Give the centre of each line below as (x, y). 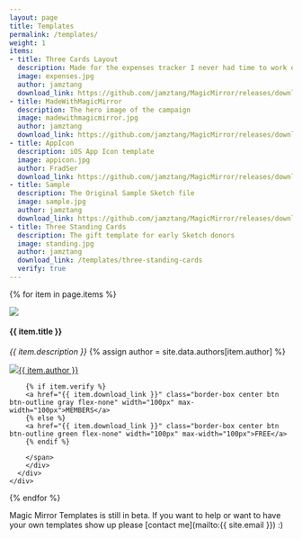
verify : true (42, 269)
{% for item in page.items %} (63, 294)
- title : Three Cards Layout (64, 59)
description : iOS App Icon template (86, 151)
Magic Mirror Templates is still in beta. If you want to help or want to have (145, 516)
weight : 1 (28, 43)
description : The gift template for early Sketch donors (126, 235)
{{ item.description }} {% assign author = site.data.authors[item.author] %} (147, 352)
